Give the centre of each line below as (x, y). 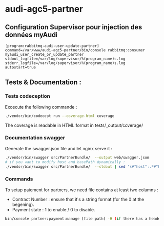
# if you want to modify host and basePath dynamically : (65, 162)
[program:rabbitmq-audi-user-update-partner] (52, 46)
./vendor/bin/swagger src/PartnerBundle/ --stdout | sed (65, 167)
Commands (19, 179)
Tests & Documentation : (43, 82)
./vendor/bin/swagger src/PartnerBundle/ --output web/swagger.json (77, 158)
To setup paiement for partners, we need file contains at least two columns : (82, 190)
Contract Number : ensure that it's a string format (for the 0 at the (78, 199)
